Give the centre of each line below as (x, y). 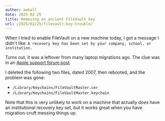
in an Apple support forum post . (38, 62)
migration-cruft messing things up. (41, 113)
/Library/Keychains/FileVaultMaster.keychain (61, 93)
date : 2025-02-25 (23, 14)
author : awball (21, 10)
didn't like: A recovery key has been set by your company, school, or (78, 43)
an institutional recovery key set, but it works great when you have (74, 107)
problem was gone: (25, 77)
